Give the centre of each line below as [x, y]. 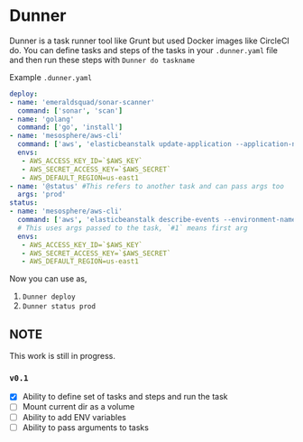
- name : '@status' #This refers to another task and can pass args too [147, 186]
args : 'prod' [42, 195]
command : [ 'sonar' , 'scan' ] [70, 110]
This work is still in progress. [62, 356]
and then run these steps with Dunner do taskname [102, 60]
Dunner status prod [59, 307]
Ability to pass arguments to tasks [85, 427]
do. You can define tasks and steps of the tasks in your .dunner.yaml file [143, 50]
